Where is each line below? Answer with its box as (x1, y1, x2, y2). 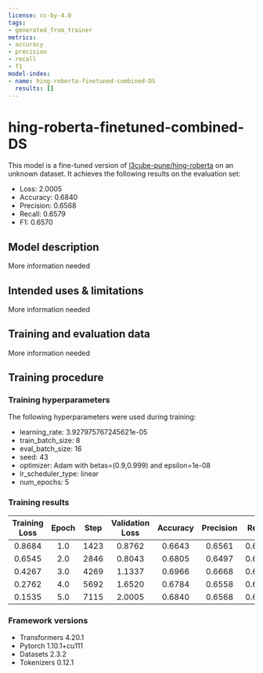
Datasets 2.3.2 (19, 649, 67, 659)
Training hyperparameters (8, 395, 110, 406)
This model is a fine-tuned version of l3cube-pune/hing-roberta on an (8, 161, 234, 170)
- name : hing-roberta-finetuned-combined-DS (8, 77, 156, 85)
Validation (110, 517, 150, 528)
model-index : (8, 70, 51, 78)
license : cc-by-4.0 (8, 11, 72, 20)
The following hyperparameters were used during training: (8, 413, 196, 422)
